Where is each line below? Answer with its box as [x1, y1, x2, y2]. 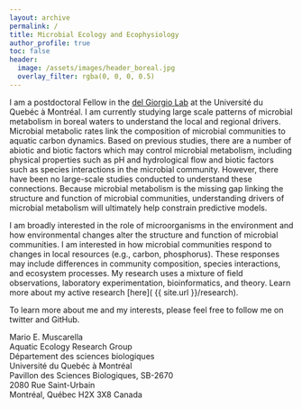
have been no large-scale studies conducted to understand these [9, 173, 252, 184]
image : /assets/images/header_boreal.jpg [17, 64, 176, 73]
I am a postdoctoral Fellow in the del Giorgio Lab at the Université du [9, 97, 263, 107]
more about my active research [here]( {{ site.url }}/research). [9, 286, 239, 298]
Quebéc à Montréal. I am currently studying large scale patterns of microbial [9, 106, 293, 117]
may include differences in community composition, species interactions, [9, 258, 281, 269]
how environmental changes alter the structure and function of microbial [9, 229, 279, 240]
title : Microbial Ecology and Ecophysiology [9, 30, 179, 39]
